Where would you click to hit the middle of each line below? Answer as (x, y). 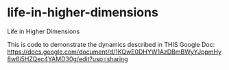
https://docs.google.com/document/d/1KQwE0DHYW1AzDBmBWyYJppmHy (114, 52)
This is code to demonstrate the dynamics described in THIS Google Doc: (111, 44)
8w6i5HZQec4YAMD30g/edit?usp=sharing (68, 58)
